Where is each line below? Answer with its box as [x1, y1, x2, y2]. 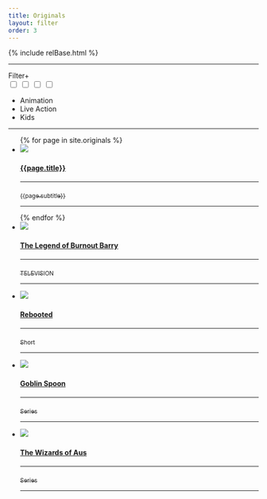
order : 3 [8, 26, 37, 34]
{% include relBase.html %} [8, 48, 99, 58]
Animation [19, 96, 53, 106]
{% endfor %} [19, 213, 66, 222]
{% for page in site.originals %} [19, 136, 123, 145]
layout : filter [8, 19, 59, 27]
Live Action [19, 104, 57, 114]
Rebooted [19, 309, 53, 319]
